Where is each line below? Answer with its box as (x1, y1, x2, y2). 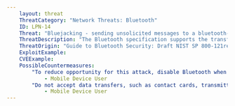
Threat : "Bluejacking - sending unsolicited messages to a (19, 29, 196, 37)
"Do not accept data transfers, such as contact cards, (32, 82, 199, 89)
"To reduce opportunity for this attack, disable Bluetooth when (32, 68, 227, 75)
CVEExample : (19, 56, 54, 63)
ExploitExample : (19, 50, 67, 56)
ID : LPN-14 (19, 23, 51, 30)
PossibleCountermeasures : (19, 62, 95, 69)
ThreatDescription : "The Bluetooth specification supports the (19, 36, 208, 43)
